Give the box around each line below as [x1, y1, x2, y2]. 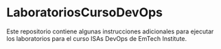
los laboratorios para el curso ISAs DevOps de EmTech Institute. [6, 34, 187, 42]
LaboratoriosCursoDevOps [6, 5, 163, 20]
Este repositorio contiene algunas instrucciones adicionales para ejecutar [6, 27, 214, 35]
